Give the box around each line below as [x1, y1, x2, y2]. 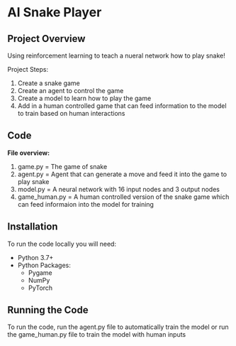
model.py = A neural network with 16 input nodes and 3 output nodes [17, 185, 220, 193]
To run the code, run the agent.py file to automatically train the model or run [7, 323, 229, 331]
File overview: [7, 148, 50, 157]
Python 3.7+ [17, 253, 54, 261]
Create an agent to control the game [17, 87, 124, 94]
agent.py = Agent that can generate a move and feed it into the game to [17, 170, 227, 178]
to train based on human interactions [17, 109, 125, 117]
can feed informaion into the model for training [17, 200, 154, 208]
